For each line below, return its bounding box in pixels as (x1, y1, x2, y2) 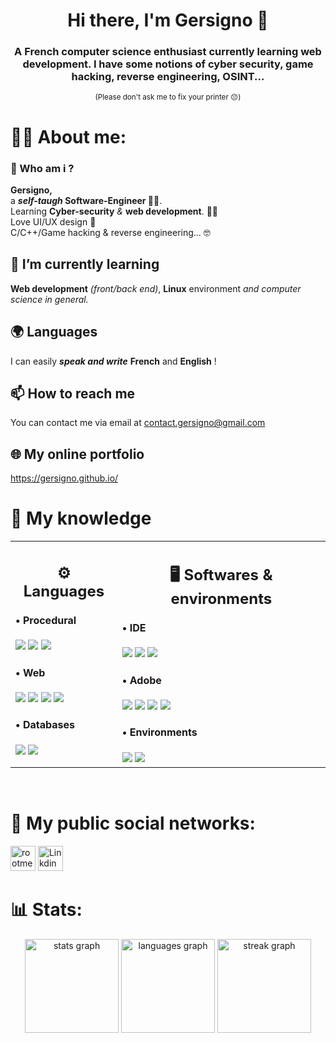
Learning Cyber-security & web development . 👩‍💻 (10, 205, 219, 217)
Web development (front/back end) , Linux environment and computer (10, 282, 302, 294)
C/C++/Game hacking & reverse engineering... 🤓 (10, 226, 211, 238)
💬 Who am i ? (10, 161, 75, 175)
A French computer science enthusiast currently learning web (14, 45, 322, 59)
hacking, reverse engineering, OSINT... (71, 70, 265, 84)
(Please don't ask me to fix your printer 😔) (94, 92, 242, 103)
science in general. (10, 293, 89, 305)
